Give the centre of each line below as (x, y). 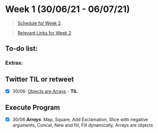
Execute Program (32, 107)
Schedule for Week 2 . (40, 23)
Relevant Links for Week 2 (44, 33)
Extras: (14, 63)
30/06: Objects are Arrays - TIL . (45, 91)
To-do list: (22, 49)
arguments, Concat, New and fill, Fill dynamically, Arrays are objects (83, 125)
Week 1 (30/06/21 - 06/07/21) (67, 9)
